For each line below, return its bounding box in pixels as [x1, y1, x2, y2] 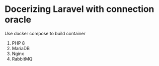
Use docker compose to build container [4, 30, 85, 36]
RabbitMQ [11, 56, 33, 62]
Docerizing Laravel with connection [4, 3, 155, 15]
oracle [4, 14, 32, 25]
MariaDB [11, 45, 30, 51]
